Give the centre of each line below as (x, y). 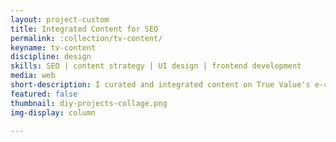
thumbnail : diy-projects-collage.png (89, 103)
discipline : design (51, 57)
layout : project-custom (60, 19)
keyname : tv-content (53, 47)
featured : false (44, 94)
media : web (33, 76)
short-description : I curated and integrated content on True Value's (160, 85)
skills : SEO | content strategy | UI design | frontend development (156, 66)
